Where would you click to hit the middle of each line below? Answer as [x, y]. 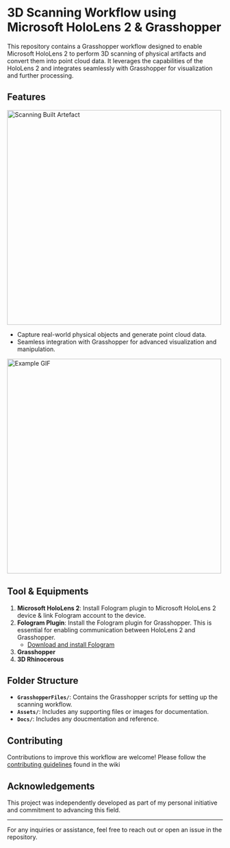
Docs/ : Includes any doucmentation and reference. [88, 719]
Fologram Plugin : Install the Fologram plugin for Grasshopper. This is [114, 623]
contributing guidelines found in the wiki [64, 765]
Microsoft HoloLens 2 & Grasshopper [114, 27]
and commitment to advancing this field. [64, 810]
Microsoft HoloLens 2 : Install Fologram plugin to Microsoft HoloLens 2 [116, 608]
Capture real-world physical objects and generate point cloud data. [112, 334]
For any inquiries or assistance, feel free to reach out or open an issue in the [115, 830]
